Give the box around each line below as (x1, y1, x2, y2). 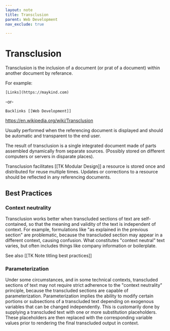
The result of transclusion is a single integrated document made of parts (5, 143, 156, 149)
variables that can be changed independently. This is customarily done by (5, 304, 160, 310)
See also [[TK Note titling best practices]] (5, 252, 92, 258)
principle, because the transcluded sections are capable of (5, 288, 128, 294)
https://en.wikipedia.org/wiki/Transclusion (5, 117, 93, 124)
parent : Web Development (5, 17, 58, 22)
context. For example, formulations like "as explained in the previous (5, 226, 148, 232)
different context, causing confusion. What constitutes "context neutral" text (5, 237, 165, 243)
